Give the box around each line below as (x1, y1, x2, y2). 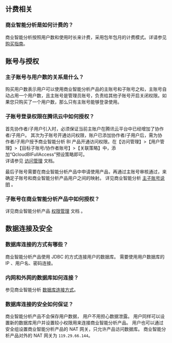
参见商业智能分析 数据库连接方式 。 (5, 286, 78, 293)
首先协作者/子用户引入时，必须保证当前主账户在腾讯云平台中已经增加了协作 (5, 125, 164, 132)
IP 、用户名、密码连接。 (5, 260, 56, 266)
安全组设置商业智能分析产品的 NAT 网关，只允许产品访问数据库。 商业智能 (5, 326, 162, 332)
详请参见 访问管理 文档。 (5, 158, 57, 164)
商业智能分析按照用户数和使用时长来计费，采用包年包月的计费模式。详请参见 (5, 34, 167, 40)
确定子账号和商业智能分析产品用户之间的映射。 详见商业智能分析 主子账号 (5, 175, 160, 181)
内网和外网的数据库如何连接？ (5, 274, 79, 281)
